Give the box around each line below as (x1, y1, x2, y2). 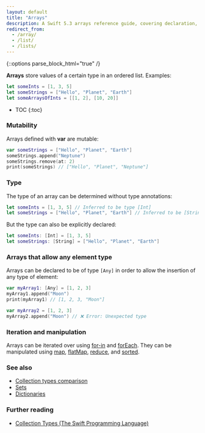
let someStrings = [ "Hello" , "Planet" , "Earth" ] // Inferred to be (6, 210, 182, 216)
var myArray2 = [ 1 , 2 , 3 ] (6, 308, 72, 314)
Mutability (6, 121, 38, 130)
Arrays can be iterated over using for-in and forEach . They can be (6, 342, 172, 349)
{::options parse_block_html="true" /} (6, 59, 101, 67)
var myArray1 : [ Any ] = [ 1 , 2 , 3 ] (6, 285, 92, 291)
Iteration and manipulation (6, 328, 87, 336)
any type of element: (6, 273, 59, 281)
